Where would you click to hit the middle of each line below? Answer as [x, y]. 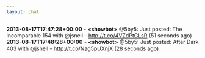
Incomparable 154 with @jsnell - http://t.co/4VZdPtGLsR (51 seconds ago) [99, 35]
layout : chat [23, 12]
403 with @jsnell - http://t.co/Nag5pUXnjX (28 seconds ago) [83, 48]
